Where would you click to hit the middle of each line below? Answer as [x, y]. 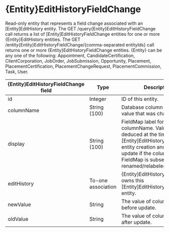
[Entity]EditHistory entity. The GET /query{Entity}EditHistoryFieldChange [80, 28]
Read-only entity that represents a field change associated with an [74, 23]
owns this [133, 180]
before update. [139, 207]
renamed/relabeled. [145, 166]
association [103, 187]
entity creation [139, 147]
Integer [98, 99]
